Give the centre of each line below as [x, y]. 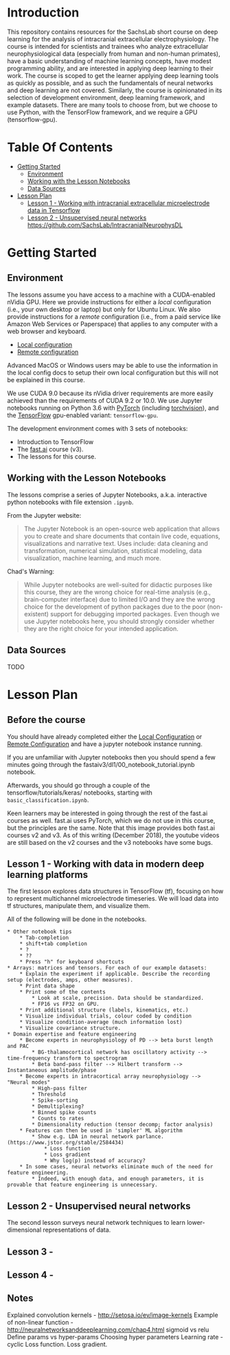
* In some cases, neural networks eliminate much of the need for [116, 1167]
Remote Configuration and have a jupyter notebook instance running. [105, 744]
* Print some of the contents [63, 992]
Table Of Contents [60, 148]
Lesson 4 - [30, 1275]
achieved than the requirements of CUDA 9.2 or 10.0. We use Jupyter [105, 400]
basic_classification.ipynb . [48, 799]
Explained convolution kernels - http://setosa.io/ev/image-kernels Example [113, 1315]
